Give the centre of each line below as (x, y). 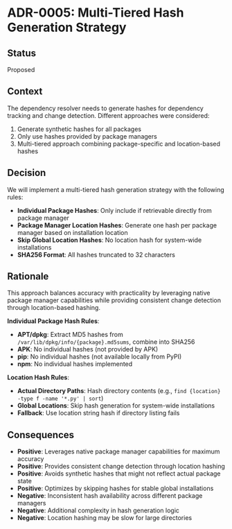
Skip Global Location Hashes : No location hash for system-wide (109, 240)
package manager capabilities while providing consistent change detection (114, 300)
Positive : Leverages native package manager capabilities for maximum (118, 451)
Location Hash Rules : (38, 378)
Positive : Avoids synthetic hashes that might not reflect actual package (119, 474)
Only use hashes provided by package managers (87, 136)
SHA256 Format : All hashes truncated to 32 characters (96, 254)
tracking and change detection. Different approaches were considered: (108, 115)
